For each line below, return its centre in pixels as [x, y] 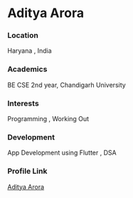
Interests [23, 103]
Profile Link [27, 171]
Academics [27, 69]
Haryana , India [30, 51]
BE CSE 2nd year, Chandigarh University [66, 85]
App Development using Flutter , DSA [62, 153]
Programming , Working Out [48, 119]
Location [23, 36]
